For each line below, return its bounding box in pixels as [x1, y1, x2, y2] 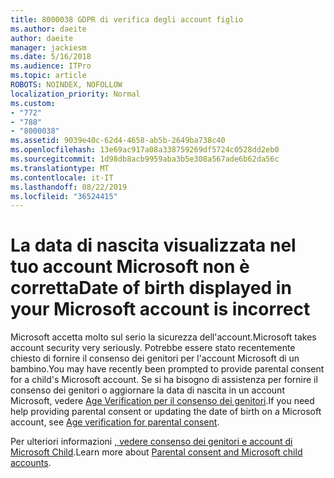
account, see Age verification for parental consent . [10, 416, 220, 428]
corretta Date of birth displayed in [10, 277, 292, 300]
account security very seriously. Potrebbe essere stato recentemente [10, 342, 296, 354]
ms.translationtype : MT [10, 163, 110, 173]
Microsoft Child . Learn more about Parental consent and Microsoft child [10, 446, 303, 458]
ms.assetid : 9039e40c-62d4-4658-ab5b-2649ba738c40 [10, 136, 226, 146]
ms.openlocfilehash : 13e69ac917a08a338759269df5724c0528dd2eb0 [10, 145, 280, 155]
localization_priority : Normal [10, 89, 141, 99]
